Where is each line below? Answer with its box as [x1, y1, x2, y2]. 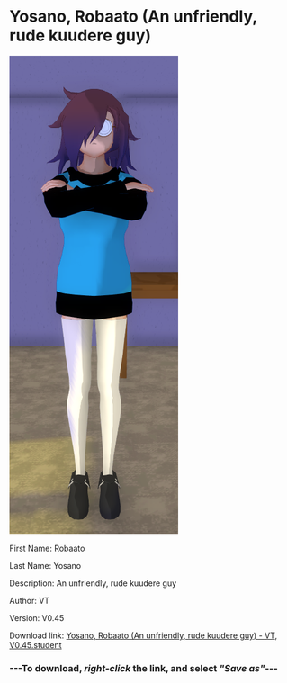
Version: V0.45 [9, 612, 65, 623]
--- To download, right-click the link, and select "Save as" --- [9, 661, 279, 674]
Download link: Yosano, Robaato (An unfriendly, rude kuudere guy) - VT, [9, 630, 278, 641]
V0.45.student [9, 639, 62, 650]
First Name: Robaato [9, 543, 85, 553]
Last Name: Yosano [9, 560, 82, 571]
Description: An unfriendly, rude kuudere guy [9, 578, 177, 589]
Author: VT [9, 595, 50, 606]
